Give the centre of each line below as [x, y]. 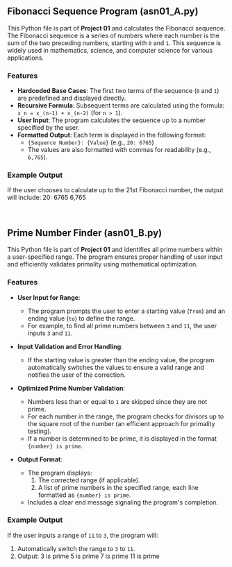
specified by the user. [48, 128]
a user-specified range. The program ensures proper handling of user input [115, 257]
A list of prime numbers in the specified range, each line [118, 487]
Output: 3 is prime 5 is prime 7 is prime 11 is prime [88, 556]
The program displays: [60, 473]
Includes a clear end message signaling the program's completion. [123, 502]
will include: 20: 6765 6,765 [47, 198]
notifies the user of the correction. [77, 375]
